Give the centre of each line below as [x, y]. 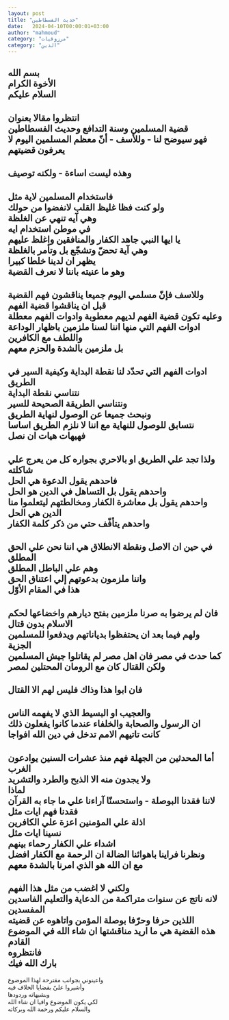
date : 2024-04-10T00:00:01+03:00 [58, 26]
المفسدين [26, 910]
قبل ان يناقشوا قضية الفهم [57, 305]
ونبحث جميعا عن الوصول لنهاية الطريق [80, 414]
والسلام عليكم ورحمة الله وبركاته [49, 1009]
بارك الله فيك [32, 963]
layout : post [26, 13]
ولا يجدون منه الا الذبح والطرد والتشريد [79, 779]
